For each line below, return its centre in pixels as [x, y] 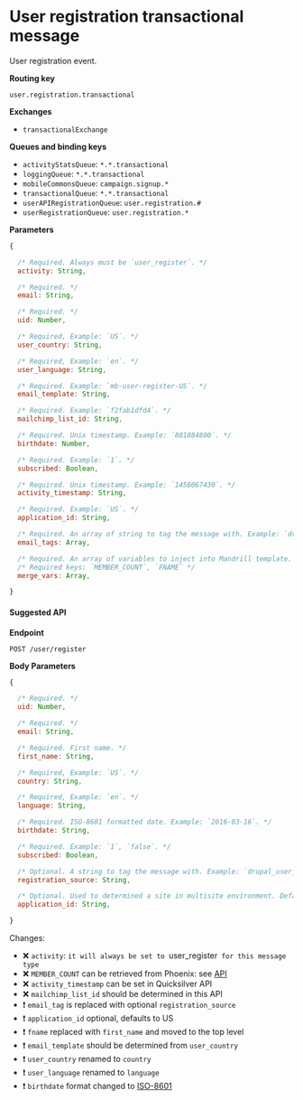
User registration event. [53, 61]
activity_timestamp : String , [72, 493]
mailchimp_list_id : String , [70, 419]
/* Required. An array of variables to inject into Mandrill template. [155, 559]
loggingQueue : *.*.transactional [83, 173]
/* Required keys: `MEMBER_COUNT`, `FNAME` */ [106, 567]
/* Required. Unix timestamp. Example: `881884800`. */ [124, 435]
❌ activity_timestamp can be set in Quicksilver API [117, 984]
